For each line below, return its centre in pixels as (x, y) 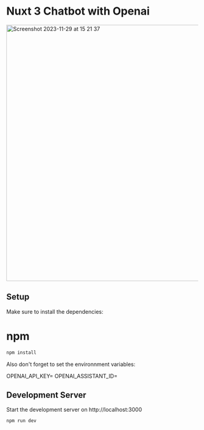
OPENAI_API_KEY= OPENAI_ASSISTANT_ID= (62, 376)
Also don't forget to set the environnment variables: (71, 364)
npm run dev (21, 421)
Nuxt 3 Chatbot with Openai (78, 11)
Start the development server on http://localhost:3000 (74, 410)
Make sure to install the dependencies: (55, 311)
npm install (21, 352)
